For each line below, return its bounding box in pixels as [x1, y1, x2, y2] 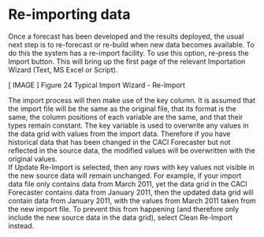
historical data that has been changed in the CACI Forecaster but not [8, 137, 231, 146]
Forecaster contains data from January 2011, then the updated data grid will [8, 187, 254, 197]
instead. [8, 220, 35, 230]
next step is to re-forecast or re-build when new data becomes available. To [8, 39, 255, 49]
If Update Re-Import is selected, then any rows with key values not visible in [8, 162, 255, 172]
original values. [8, 154, 58, 163]
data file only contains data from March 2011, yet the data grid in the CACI [8, 179, 247, 188]
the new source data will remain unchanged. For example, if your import [8, 171, 242, 180]
